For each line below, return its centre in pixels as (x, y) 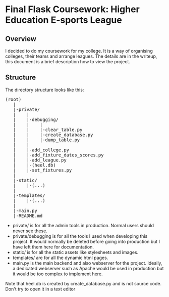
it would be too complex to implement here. (58, 274)
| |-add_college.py (41, 150)
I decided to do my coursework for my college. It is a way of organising (79, 51)
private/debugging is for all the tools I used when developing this (80, 236)
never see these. (30, 231)
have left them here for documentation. (53, 247)
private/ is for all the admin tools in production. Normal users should (83, 225)
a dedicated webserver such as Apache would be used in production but (88, 268)
